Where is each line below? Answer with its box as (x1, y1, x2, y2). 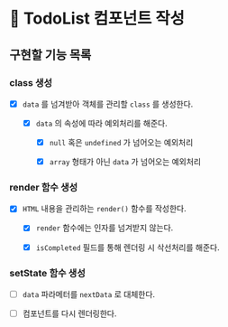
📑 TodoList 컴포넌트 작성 (9, 8, 185, 29)
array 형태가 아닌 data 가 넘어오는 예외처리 (49, 156, 201, 167)
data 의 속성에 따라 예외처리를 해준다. (35, 117, 169, 128)
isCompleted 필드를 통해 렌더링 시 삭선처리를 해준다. (35, 241, 220, 253)
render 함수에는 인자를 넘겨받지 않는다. (35, 222, 174, 233)
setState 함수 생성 (9, 266, 86, 279)
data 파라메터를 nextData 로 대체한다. (22, 288, 156, 299)
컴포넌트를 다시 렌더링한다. (22, 308, 117, 319)
